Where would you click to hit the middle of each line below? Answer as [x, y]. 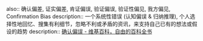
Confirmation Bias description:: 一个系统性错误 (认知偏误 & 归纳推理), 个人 [98, 16]
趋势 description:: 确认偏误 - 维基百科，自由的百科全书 [85, 31]
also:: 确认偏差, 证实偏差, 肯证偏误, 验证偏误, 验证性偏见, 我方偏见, [88, 9]
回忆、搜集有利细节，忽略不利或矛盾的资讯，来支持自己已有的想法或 [107, 24]
